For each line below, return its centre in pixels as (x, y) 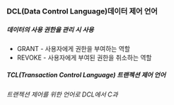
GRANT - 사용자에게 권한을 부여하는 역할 (73, 48)
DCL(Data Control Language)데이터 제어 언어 (82, 11)
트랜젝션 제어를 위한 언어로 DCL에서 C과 (62, 94)
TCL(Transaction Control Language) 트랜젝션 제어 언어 (86, 75)
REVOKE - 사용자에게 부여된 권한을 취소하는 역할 (84, 57)
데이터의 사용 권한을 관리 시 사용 (50, 29)
